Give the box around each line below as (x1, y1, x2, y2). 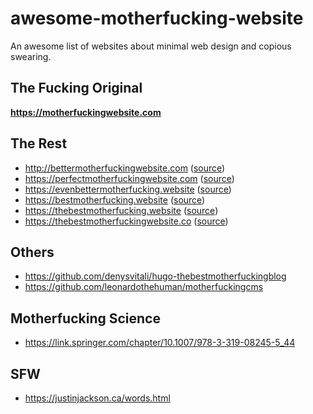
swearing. (10, 50, 52, 62)
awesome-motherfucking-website (10, 7, 304, 30)
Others (10, 243, 55, 261)
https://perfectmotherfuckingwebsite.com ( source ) (24, 172, 235, 184)
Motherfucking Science (10, 310, 161, 327)
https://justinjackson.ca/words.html (24, 392, 171, 404)
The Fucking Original (10, 80, 143, 97)
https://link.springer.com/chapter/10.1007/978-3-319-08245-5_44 (24, 337, 296, 349)
